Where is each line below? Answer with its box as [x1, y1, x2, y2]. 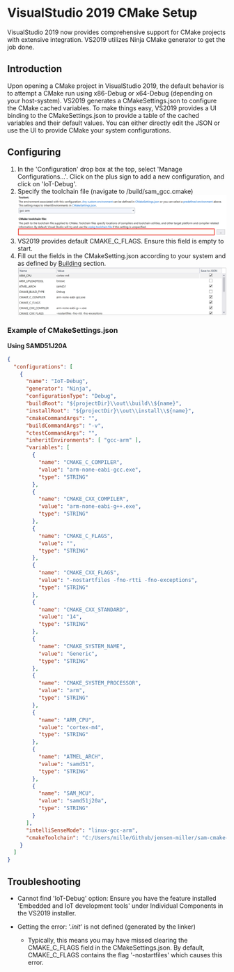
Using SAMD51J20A [7, 341, 68, 350]
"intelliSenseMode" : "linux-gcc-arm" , [25, 827, 139, 834]
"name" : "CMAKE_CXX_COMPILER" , [38, 495, 130, 503]
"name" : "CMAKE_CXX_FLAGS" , [38, 569, 120, 576]
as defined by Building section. [17, 260, 107, 268]
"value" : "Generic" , [38, 650, 98, 657]
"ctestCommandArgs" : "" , [25, 429, 98, 437]
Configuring [7, 147, 61, 158]
